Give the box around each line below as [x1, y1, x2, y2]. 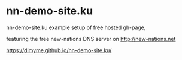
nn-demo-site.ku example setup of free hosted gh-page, [6, 24, 146, 31]
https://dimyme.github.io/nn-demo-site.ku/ [6, 46, 112, 54]
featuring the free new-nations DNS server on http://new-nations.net [6, 35, 176, 42]
